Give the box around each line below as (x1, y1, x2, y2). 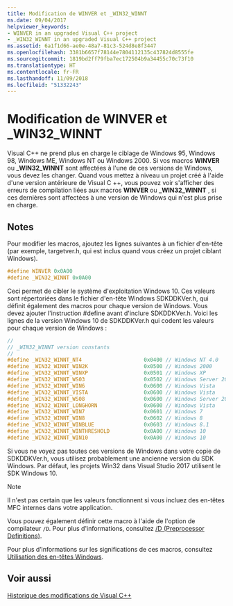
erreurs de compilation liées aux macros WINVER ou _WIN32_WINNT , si (7, 186, 216, 195)
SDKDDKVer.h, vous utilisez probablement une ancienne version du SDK (7, 454, 214, 463)
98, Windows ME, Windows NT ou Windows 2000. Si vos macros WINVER (7, 157, 220, 165)
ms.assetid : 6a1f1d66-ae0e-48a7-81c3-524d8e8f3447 (7, 42, 157, 49)
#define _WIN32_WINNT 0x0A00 (7, 274, 92, 281)
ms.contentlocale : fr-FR (7, 68, 79, 75)
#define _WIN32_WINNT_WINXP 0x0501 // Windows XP (7, 369, 207, 376)
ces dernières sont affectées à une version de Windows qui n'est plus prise (7, 193, 223, 202)
